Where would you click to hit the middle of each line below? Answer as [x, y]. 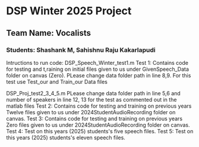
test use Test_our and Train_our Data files [57, 82]
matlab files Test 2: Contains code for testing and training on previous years [99, 106]
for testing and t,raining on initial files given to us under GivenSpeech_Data [97, 69]
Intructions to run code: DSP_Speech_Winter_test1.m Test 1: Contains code [97, 62]
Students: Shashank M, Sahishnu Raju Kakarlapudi [81, 50]
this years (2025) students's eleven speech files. [66, 137]
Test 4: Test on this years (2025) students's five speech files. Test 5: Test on [100, 131]
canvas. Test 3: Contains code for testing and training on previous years [94, 118]
